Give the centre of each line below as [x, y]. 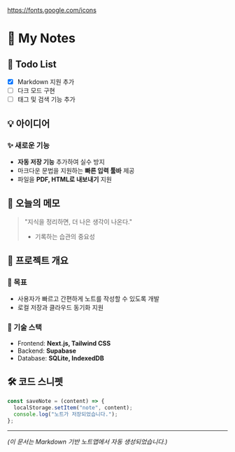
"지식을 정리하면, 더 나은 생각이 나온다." [78, 221]
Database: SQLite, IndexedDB [60, 358]
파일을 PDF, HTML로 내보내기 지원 [64, 179]
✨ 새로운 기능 [29, 145]
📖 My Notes [41, 38]
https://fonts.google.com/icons [52, 10]
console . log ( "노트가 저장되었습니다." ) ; [66, 415]
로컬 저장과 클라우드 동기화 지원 [60, 308]
